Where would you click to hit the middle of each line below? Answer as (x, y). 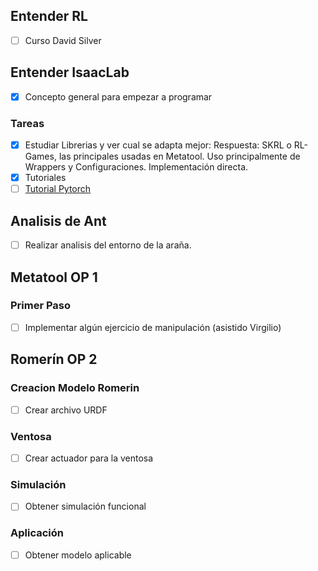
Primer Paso (41, 306)
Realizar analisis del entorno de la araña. (108, 245)
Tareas (27, 123)
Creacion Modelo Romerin (75, 388)
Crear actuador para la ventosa (89, 458)
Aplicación (37, 533)
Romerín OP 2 (54, 359)
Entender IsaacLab (70, 72)
